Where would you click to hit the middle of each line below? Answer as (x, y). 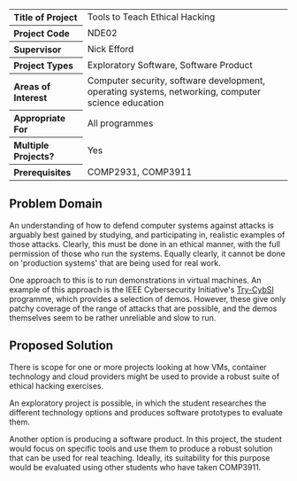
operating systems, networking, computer (174, 91)
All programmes (120, 123)
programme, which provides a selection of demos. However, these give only (148, 299)
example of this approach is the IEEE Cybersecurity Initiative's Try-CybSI (141, 289)
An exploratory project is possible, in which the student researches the (138, 403)
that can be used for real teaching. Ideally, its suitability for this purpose (140, 458)
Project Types (43, 66)
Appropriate (40, 118)
